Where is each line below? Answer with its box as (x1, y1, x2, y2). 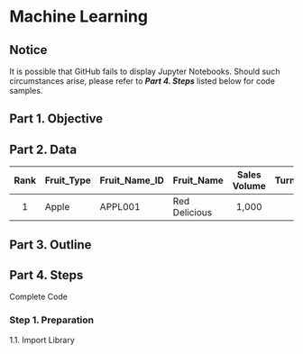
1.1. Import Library (9, 334, 75, 345)
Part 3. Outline (9, 237, 92, 252)
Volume (232, 180, 266, 193)
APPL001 (99, 201, 142, 213)
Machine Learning (9, 6, 149, 27)
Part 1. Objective (9, 111, 104, 127)
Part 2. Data (9, 141, 78, 157)
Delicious (172, 206, 213, 219)
